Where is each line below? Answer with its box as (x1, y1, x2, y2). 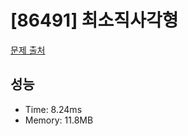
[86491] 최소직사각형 (10, 9, 179, 32)
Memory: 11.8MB (24, 114, 94, 126)
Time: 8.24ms (24, 103, 83, 115)
